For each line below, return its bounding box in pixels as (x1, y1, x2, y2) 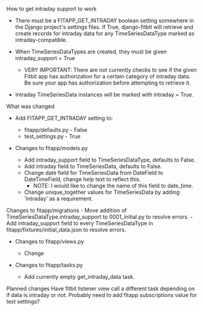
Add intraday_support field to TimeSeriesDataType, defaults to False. (24, 156, 196, 163)
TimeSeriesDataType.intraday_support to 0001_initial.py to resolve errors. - (6, 213, 193, 220)
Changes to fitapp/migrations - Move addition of (6, 207, 127, 214)
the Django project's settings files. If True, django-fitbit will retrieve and (15, 24, 194, 30)
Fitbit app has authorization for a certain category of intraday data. (24, 73, 191, 80)
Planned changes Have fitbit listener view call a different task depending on (6, 285, 195, 292)
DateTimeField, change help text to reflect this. (24, 176, 141, 183)
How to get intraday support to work (6, 5, 97, 12)
